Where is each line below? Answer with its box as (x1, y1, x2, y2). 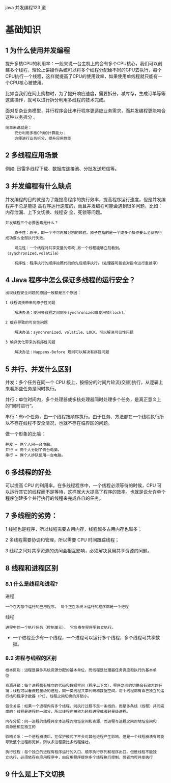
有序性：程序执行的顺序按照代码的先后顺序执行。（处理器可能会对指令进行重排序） (14, 260, 160, 266)
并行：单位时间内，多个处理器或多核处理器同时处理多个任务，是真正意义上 (5, 396, 161, 402)
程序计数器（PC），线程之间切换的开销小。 (16, 693, 92, 699)
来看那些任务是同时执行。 (5, 386, 59, 392)
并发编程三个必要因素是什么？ (5, 220, 59, 225)
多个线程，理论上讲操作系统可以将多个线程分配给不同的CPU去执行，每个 (9, 67, 162, 73)
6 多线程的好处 (5, 468, 52, 476)
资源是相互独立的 (5, 724, 36, 730)
